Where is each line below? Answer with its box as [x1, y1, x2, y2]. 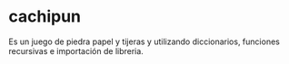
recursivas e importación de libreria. [8, 45, 144, 56]
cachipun [8, 6, 82, 27]
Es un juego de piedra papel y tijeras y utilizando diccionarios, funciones [8, 36, 281, 47]
